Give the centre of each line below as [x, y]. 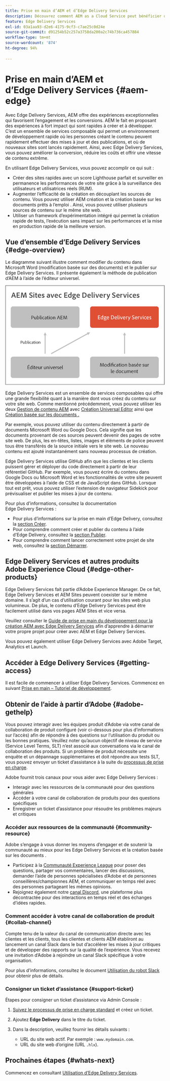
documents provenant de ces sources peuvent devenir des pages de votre [83, 435]
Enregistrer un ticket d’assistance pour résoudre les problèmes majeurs [87, 809]
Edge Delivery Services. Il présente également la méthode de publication [81, 273]
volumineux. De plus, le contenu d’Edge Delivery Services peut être [75, 606]
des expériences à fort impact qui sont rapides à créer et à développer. [79, 126]
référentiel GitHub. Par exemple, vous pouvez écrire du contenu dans [77, 472]
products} [22, 577]
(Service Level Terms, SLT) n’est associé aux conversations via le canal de [83, 746]
